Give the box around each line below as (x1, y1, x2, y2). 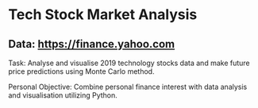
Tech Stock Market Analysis (8, 6, 198, 24)
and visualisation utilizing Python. (8, 91, 117, 100)
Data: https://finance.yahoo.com (8, 37, 175, 51)
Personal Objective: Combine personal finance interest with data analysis (8, 82, 248, 91)
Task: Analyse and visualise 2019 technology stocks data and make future (8, 58, 250, 67)
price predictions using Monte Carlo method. (8, 67, 155, 76)
